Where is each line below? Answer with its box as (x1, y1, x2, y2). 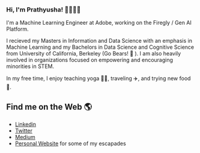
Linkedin (14, 120, 37, 128)
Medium (14, 134, 36, 141)
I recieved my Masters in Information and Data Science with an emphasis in (6, 37, 192, 45)
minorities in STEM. (6, 63, 55, 70)
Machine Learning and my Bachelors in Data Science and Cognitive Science (6, 43, 194, 51)
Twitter (14, 127, 33, 134)
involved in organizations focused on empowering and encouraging (6, 57, 173, 64)
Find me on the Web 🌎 (6, 102, 92, 112)
